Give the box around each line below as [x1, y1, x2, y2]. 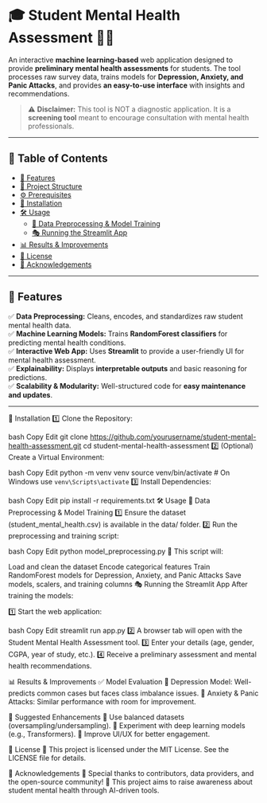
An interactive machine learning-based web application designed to [8, 55, 233, 65]
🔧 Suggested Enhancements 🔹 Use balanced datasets [8, 712, 185, 722]
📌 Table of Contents [8, 152, 108, 166]
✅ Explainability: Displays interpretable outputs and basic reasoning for [8, 363, 248, 373]
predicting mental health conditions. [8, 338, 126, 347]
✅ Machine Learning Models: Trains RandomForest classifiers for [8, 328, 228, 339]
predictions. [8, 372, 48, 382]
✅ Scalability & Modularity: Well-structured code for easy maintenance [8, 381, 246, 390]
